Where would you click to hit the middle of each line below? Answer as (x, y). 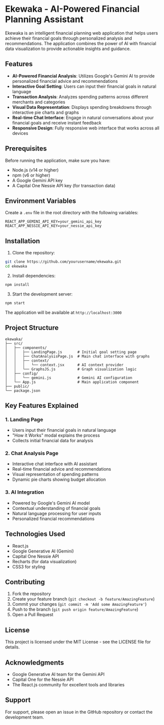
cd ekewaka (16, 266)
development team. (24, 717)
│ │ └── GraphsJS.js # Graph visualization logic (71, 369)
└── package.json (23, 391)
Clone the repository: (34, 253)
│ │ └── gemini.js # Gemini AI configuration (69, 378)
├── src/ (14, 343)
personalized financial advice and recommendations (65, 81)
